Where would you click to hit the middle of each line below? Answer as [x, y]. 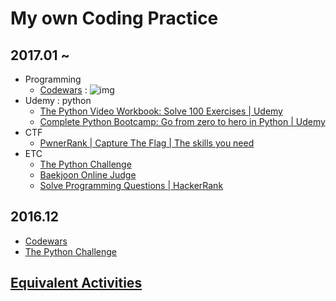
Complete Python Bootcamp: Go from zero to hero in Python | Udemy [182, 121]
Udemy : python [58, 100]
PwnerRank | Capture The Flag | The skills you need [147, 143]
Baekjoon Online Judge [88, 175]
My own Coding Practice [114, 18]
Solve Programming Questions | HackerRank [131, 185]
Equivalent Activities [76, 283]
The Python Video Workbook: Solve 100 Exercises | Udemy [161, 111]
